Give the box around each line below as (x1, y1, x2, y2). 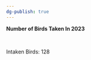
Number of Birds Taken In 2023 (6, 25, 85, 32)
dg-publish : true (6, 8, 49, 15)
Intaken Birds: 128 (6, 48, 50, 55)
